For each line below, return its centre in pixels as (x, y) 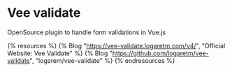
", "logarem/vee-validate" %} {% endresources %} (102, 60)
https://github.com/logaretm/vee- (161, 53)
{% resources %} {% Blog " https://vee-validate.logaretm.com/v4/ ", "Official (116, 45)
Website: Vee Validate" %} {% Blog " (60, 53)
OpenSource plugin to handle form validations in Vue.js (87, 32)
